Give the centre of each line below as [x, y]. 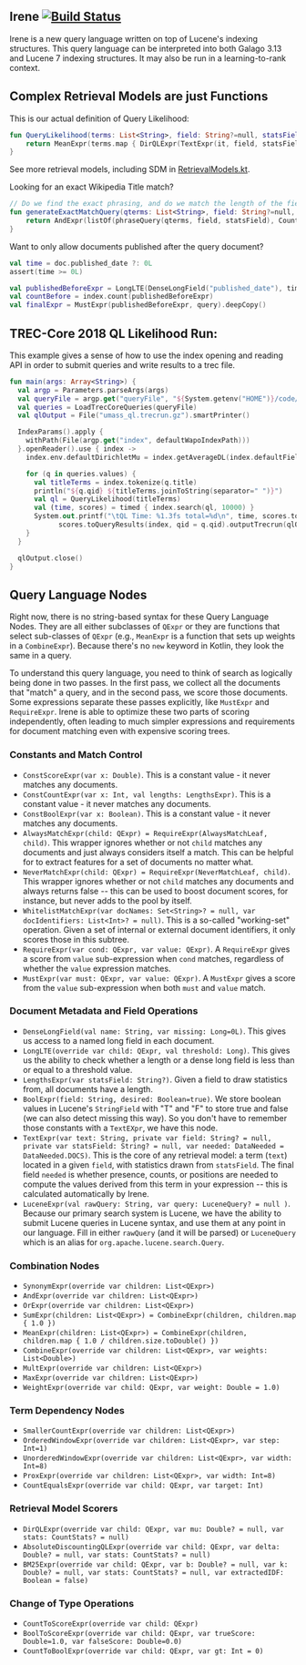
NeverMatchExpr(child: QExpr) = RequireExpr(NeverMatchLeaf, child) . [157, 872]
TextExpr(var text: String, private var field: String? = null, [147, 1138]
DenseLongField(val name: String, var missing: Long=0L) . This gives [154, 1031]
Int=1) [35, 1449]
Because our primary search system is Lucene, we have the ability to [152, 1213]
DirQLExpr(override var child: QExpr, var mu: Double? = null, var [153, 1529]
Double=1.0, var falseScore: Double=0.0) [102, 1642]
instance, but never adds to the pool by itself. [107, 900]
